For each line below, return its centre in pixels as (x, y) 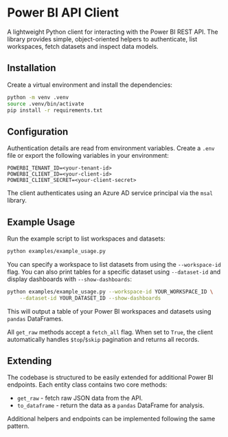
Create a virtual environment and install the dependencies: (90, 85)
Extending (30, 361)
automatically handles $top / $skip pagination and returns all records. (103, 339)
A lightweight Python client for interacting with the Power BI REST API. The (113, 32)
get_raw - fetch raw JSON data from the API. (80, 398)
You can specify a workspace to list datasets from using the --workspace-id (114, 264)
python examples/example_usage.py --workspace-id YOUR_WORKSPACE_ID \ (110, 292)
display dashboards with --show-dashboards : (70, 279)
